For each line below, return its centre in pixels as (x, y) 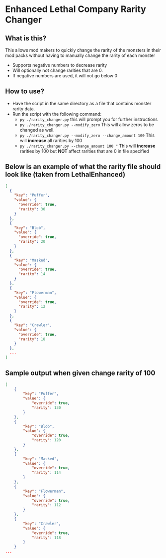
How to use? (25, 92)
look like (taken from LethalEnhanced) (65, 175)
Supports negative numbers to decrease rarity (60, 65)
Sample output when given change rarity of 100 (80, 373)
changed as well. (37, 130)
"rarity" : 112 (46, 505)
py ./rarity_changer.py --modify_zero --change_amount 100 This (87, 135)
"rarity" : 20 (32, 242)
